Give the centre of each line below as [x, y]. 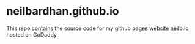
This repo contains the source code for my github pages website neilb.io [97, 28]
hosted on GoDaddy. [32, 34]
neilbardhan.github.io [63, 11]
